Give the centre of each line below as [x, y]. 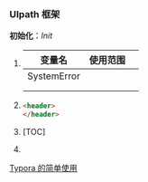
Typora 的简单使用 [44, 168]
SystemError [54, 76]
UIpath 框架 [35, 14]
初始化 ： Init [31, 36]
